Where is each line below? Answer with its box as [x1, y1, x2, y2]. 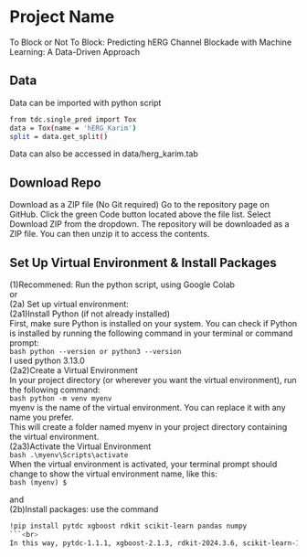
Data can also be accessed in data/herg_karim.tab [9, 148, 198, 159]
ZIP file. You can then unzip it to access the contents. [9, 229, 210, 240]
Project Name [9, 6, 115, 27]
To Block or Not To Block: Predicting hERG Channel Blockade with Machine [9, 37, 292, 48]
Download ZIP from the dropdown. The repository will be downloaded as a [9, 219, 290, 230]
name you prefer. [9, 412, 74, 423]
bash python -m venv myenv [9, 394, 112, 403]
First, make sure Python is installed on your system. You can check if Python [9, 318, 298, 328]
